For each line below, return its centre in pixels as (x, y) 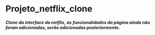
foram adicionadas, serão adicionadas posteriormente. (63, 27)
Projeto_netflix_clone (49, 9)
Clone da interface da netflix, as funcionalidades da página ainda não (78, 22)
